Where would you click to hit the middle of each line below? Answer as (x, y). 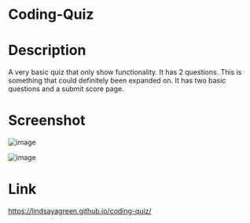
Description (47, 51)
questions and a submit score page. (66, 89)
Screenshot (47, 121)
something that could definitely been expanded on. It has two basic (117, 81)
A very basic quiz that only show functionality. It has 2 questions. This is (125, 72)
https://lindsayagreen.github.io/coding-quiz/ (80, 211)
